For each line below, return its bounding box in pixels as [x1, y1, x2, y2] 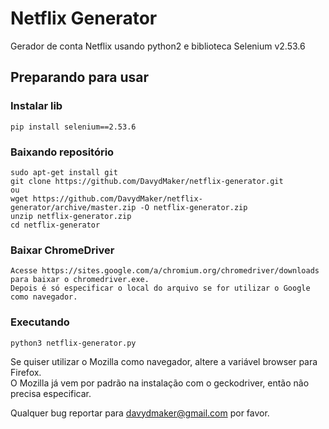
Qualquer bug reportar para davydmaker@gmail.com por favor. [10, 407, 270, 419]
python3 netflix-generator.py [10, 338, 137, 348]
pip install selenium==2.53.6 [10, 122, 137, 132]
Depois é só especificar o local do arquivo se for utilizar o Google [10, 283, 311, 294]
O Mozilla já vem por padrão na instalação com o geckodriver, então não [10, 377, 310, 389]
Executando [10, 315, 70, 329]
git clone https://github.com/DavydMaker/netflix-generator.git [10, 176, 284, 186]
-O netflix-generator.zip [139, 202, 248, 212]
